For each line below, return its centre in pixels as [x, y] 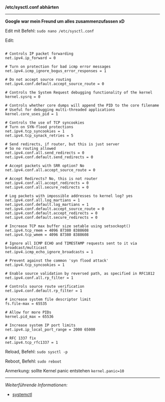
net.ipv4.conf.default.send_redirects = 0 [49, 157]
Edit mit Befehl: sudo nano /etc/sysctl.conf [50, 31]
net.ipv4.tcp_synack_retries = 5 [39, 135]
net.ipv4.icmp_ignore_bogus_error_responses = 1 [56, 71]
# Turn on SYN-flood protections [39, 127]
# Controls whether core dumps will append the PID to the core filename [82, 105]
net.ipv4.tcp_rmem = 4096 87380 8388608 [47, 231]
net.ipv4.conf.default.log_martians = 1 [47, 204]
